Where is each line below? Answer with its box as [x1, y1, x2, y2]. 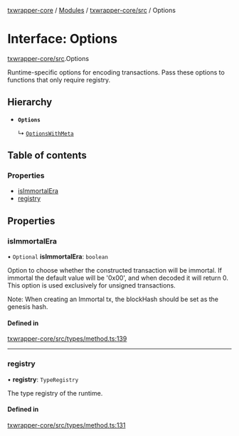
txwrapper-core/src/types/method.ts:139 [7, 334, 127, 343]
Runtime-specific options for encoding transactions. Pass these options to [7, 67, 225, 77]
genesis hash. [7, 303, 48, 311]
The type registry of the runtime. [7, 388, 103, 397]
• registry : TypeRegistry [7, 375, 79, 383]
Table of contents [7, 149, 87, 162]
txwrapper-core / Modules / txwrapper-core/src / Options [7, 6, 176, 14]
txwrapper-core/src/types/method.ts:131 [7, 420, 126, 429]
